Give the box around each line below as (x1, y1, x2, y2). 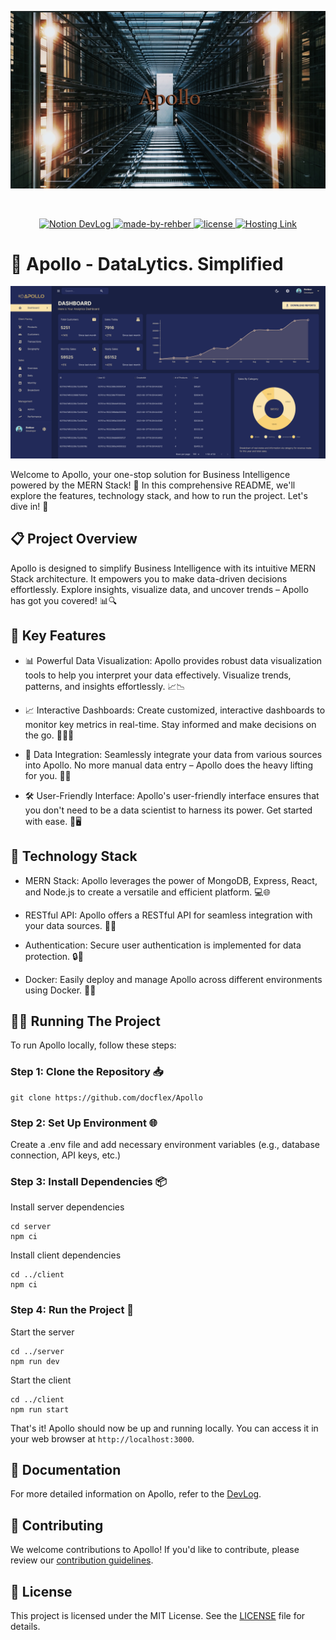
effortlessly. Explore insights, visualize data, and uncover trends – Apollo (10, 583, 309, 595)
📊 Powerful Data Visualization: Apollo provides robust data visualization (24, 654, 323, 666)
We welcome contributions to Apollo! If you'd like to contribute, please (10, 1544, 300, 1556)
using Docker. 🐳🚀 (24, 984, 97, 996)
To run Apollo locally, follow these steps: (10, 1039, 177, 1051)
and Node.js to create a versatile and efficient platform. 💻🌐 (24, 886, 271, 898)
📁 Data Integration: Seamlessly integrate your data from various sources (24, 748, 323, 760)
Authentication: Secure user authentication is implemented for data (24, 939, 302, 951)
